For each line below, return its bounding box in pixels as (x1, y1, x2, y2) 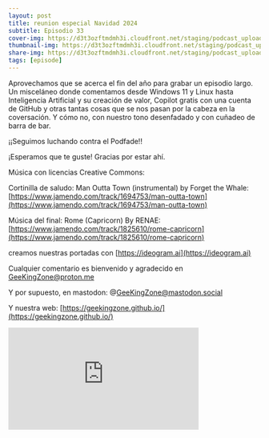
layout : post (8, 11, 52, 20)
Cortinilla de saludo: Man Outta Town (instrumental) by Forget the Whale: (8, 183, 250, 192)
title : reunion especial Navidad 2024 (8, 19, 138, 27)
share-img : (8, 49, 45, 57)
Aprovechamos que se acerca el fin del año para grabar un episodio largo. (8, 78, 254, 88)
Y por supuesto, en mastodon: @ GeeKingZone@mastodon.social (8, 287, 223, 297)
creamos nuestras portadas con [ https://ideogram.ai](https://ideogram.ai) (8, 247, 251, 257)
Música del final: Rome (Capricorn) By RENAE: (8, 215, 162, 225)
